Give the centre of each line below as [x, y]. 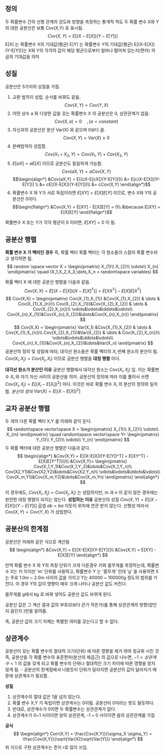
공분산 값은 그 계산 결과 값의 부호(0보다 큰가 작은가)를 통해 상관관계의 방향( [77, 604]
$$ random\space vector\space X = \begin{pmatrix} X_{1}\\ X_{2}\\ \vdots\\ [83, 429]
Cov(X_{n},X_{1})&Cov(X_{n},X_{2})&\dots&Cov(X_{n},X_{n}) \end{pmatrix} [83, 314]
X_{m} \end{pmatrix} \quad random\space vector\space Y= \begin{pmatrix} [83, 434]
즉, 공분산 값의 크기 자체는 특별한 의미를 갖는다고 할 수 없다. [62, 621]
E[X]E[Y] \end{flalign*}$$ [86, 212]
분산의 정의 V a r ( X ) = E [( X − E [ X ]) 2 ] [46, 391]
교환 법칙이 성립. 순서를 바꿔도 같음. [46, 97]
